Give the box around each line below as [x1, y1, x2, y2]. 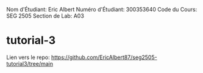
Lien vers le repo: [6, 54, 50, 61]
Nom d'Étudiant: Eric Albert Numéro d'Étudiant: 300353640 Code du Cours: [6, 6, 198, 13]
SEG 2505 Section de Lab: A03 [6, 12, 84, 19]
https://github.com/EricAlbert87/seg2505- [51, 54, 157, 61]
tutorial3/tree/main [6, 60, 54, 67]
